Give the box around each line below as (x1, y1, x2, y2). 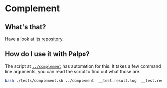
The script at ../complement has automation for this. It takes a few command (5, 63, 161, 69)
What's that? (5, 23, 46, 31)
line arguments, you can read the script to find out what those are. (5, 68, 141, 74)
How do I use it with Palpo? (5, 50, 90, 58)
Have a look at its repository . (5, 36, 64, 42)
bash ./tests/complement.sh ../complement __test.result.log (5, 78, 137, 83)
